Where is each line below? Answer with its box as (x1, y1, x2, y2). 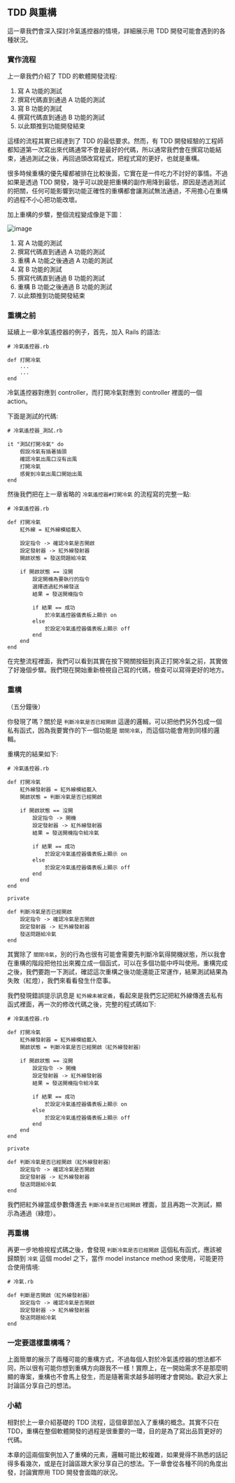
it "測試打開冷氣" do (7, 441, 64, 448)
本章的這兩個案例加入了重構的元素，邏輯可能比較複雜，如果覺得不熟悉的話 (7, 1450, 222, 1458)
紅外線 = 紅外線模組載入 (20, 527, 82, 534)
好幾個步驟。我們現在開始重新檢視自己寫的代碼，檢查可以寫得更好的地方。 (13, 665, 228, 675)
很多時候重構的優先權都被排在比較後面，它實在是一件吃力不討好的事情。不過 (7, 169, 228, 177)
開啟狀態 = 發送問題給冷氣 (20, 555, 87, 562)
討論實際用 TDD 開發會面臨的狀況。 (19, 1468, 122, 1476)
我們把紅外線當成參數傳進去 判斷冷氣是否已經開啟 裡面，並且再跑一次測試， (7, 1200, 216, 1208)
